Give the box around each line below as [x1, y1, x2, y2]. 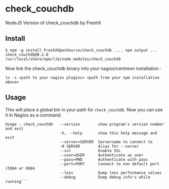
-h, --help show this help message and [59, 131, 157, 136]
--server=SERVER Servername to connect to [59, 139, 153, 144]
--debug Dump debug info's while [59, 174, 151, 179]
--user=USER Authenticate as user [59, 152, 144, 158]
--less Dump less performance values [59, 170, 162, 175]
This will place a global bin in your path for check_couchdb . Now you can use [5, 106, 163, 112]
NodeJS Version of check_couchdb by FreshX [5, 20, 101, 26]
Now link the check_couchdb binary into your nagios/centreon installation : [5, 65, 161, 71]
